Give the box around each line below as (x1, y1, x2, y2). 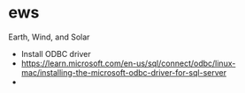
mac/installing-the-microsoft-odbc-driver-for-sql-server (20, 67, 227, 77)
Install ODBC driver (20, 48, 91, 59)
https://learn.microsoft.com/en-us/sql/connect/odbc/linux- (20, 58, 236, 68)
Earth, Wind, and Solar (8, 32, 90, 42)
